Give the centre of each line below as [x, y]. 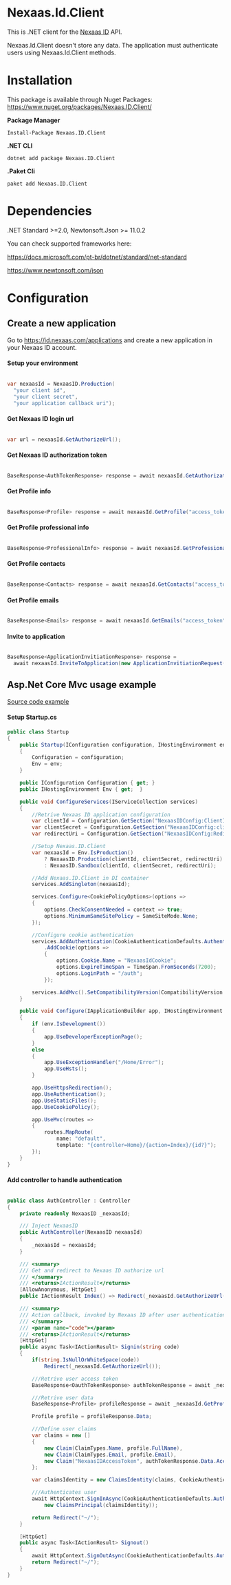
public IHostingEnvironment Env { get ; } [81, 789]
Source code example [38, 701]
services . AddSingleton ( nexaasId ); [81, 885]
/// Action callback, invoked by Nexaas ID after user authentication [123, 1315]
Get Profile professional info [48, 528]
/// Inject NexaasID [49, 1226]
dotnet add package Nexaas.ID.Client [61, 158]
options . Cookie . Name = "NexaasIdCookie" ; [116, 961]
